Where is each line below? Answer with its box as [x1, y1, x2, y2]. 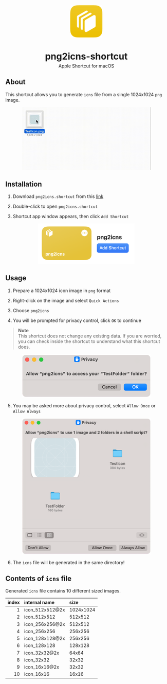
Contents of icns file [5, 574, 72, 583]
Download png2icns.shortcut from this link [12, 193, 104, 200]
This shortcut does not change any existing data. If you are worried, [17, 333, 162, 339]
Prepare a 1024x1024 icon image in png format [12, 287, 111, 294]
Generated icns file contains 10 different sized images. [5, 588, 121, 594]
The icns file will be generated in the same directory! [12, 559, 125, 565]
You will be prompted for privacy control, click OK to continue [12, 317, 141, 323]
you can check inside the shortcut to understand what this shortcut [17, 338, 160, 344]
